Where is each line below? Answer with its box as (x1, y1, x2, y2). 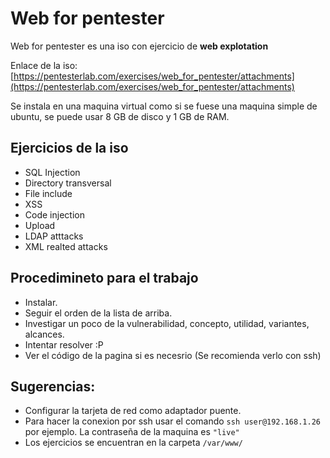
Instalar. (24, 296, 58, 308)
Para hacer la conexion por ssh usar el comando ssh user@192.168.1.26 (24, 415, 321, 427)
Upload (24, 219, 56, 231)
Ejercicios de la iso (10, 140, 129, 157)
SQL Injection (24, 166, 81, 178)
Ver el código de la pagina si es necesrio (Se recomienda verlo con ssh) (24, 349, 322, 361)
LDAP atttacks (24, 230, 84, 242)
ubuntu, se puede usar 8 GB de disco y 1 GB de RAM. (10, 110, 230, 122)
